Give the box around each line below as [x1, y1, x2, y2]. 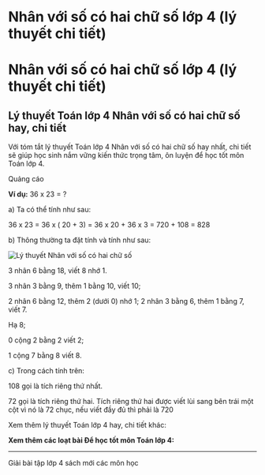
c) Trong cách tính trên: [8, 366, 85, 376]
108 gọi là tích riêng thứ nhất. [8, 381, 103, 391]
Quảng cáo [8, 174, 45, 184]
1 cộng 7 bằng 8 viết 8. [8, 351, 82, 361]
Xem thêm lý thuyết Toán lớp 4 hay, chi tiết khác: [8, 421, 167, 430]
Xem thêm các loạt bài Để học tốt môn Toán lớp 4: [8, 436, 175, 445]
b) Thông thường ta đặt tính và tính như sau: [8, 235, 151, 245]
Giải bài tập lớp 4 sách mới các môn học [8, 458, 140, 468]
